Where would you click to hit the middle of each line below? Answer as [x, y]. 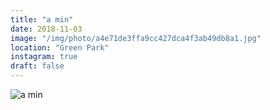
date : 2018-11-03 [46, 29]
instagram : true [44, 57]
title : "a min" [42, 19]
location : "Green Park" [60, 47]
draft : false [37, 66]
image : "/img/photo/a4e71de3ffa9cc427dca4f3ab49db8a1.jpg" [136, 38]
